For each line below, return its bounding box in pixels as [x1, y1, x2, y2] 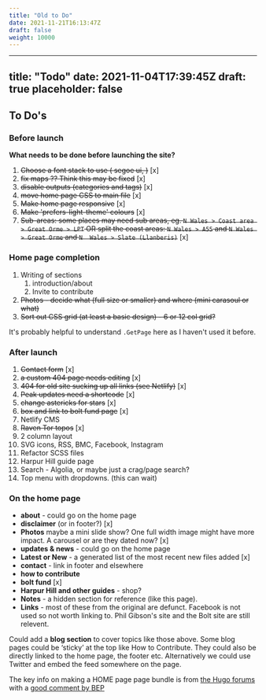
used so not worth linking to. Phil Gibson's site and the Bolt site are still [20, 611, 250, 621]
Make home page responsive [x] [20, 199, 126, 208]
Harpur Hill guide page [20, 456, 94, 466]
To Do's [9, 109, 47, 123]
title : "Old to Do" [9, 11, 73, 20]
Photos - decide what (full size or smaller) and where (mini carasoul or [20, 295, 249, 304]
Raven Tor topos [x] [20, 422, 85, 433]
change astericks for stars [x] [20, 398, 116, 407]
